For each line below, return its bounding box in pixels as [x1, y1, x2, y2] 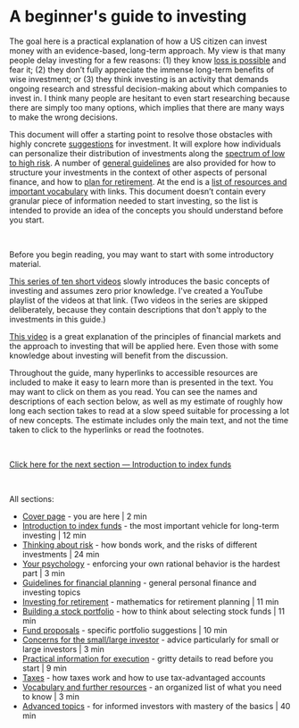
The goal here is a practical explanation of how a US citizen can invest [9, 36, 268, 46]
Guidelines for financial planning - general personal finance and [21, 577, 257, 588]
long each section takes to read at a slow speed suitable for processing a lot [9, 405, 290, 416]
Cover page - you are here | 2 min [21, 511, 147, 522]
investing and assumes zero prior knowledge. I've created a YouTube [9, 285, 263, 296]
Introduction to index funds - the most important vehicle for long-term [21, 520, 279, 531]
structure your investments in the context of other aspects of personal [9, 167, 268, 178]
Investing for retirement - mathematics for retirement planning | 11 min [21, 596, 279, 607]
